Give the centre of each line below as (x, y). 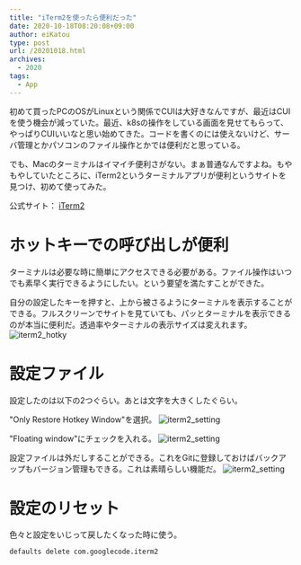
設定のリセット (65, 508)
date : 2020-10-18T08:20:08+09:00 (72, 26)
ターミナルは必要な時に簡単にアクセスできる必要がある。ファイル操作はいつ (151, 271)
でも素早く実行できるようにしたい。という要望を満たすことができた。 (139, 283)
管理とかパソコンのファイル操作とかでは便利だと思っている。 (131, 145)
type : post (30, 43)
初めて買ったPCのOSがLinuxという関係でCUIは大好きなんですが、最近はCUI (150, 111)
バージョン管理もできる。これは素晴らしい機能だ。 (127, 469)
